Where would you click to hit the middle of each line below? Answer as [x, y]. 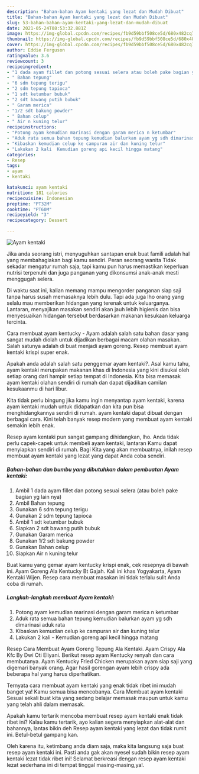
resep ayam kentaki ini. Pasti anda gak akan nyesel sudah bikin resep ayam [98, 752]
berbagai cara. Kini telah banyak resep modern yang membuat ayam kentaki [99, 419]
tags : [13, 166]
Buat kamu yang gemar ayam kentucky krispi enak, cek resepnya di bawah [98, 565]
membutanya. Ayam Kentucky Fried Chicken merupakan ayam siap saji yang [99, 661]
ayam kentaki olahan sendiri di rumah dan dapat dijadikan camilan [87, 383]
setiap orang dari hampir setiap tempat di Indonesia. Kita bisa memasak [94, 376]
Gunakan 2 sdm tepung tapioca [53, 515]
